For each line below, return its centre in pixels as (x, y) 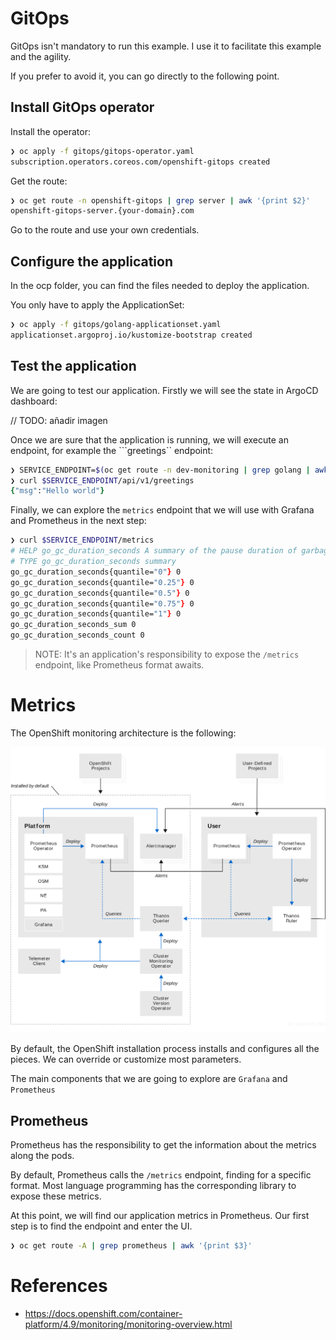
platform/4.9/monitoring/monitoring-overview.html (128, 1324)
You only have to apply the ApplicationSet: (97, 305)
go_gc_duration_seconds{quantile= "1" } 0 (96, 614)
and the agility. (41, 56)
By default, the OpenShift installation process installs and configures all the (165, 1049)
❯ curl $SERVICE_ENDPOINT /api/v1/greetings (102, 480)
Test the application (73, 366)
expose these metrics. (56, 1196)
